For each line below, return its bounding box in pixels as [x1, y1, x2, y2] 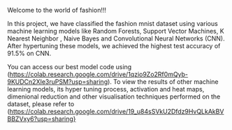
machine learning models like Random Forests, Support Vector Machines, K [7, 27, 225, 35]
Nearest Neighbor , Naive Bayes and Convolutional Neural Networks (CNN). [7, 34, 225, 43]
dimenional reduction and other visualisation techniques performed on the [7, 92, 221, 101]
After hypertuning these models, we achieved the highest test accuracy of [7, 42, 221, 50]
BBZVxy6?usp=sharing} [7, 115, 76, 123]
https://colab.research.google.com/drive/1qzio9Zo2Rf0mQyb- [9, 70, 189, 78]
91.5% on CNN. [7, 49, 52, 57]
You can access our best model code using [7, 63, 132, 71]
